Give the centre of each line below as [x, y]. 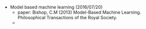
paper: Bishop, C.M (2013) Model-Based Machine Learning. [79, 12]
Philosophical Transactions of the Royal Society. [67, 17]
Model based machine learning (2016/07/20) [56, 7]
